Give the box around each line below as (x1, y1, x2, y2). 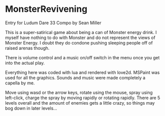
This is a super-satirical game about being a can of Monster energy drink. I (5, 29, 157, 35)
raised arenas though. (5, 45, 50, 51)
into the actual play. (5, 60, 45, 66)
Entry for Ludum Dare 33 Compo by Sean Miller (5, 20, 102, 26)
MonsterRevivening (5, 3, 88, 15)
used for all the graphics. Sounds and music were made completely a (5, 75, 146, 80)
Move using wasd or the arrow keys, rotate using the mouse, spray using (5, 89, 153, 95)
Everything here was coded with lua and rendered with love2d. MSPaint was (5, 69, 160, 75)
